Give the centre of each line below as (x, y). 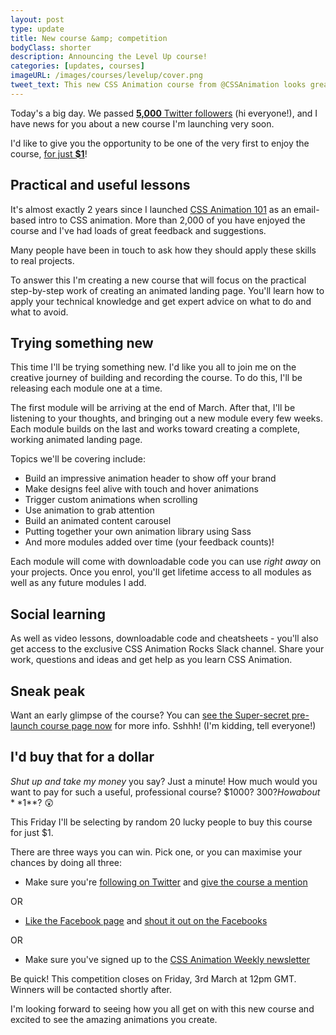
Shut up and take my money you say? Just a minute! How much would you (164, 781)
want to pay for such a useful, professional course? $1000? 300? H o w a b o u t (165, 792)
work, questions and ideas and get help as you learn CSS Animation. (151, 660)
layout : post (37, 19)
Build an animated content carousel (98, 521)
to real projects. (42, 260)
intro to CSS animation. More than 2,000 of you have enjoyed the (172, 220)
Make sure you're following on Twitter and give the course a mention (166, 882)
